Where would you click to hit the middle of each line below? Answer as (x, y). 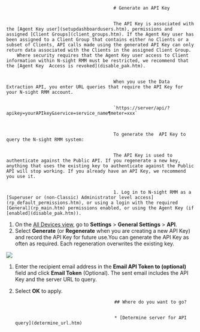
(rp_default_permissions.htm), (45, 203)
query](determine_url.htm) (49, 323)
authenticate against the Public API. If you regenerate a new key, (93, 161)
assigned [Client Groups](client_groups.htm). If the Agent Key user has (100, 34)
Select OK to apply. (39, 291)
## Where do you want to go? (150, 302)
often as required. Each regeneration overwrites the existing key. (95, 244)
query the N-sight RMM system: (45, 140)
